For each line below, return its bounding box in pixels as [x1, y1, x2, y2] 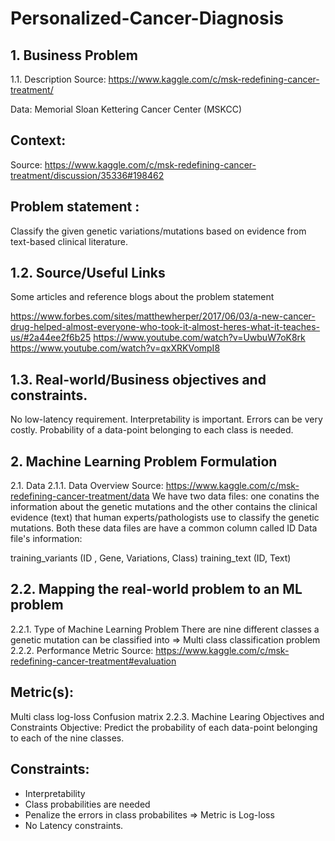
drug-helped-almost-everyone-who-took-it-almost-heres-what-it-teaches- [10, 321, 321, 333]
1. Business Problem [10, 47, 139, 64]
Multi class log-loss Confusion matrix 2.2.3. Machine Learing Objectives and [10, 710, 325, 722]
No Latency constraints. [24, 819, 124, 831]
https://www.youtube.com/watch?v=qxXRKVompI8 [10, 342, 221, 354]
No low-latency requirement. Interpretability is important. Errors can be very [10, 413, 323, 426]
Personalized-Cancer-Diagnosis [10, 7, 284, 30]
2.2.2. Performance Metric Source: [10, 644, 154, 656]
